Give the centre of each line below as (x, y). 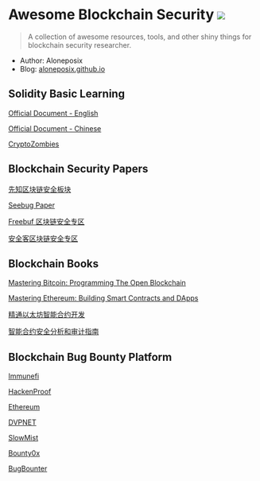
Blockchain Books (54, 264)
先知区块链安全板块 (40, 189)
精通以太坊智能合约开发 (47, 315)
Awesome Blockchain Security (111, 15)
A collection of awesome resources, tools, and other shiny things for (140, 37)
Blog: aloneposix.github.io (62, 68)
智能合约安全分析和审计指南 (54, 332)
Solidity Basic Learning (67, 94)
